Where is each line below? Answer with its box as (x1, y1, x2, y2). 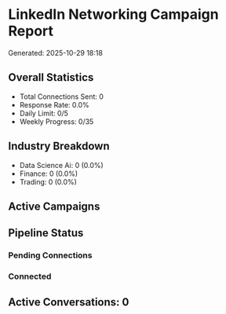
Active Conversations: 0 (8, 295, 129, 309)
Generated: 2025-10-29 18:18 (8, 48, 104, 57)
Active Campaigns (8, 199, 100, 213)
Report (8, 22, 53, 40)
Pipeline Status (8, 226, 84, 240)
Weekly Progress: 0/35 (19, 116, 94, 126)
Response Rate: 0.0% (19, 100, 89, 109)
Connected (8, 271, 52, 282)
